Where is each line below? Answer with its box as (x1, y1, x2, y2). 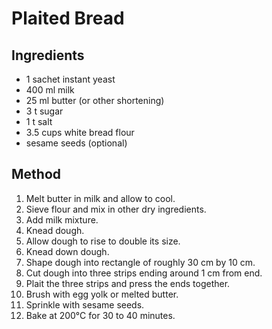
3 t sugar (25, 105, 64, 117)
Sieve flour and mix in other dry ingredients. (25, 203, 207, 215)
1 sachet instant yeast (25, 73, 116, 85)
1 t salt (25, 116, 53, 127)
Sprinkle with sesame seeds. (25, 298, 145, 311)
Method (11, 166, 62, 183)
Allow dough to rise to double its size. (25, 235, 181, 247)
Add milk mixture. (25, 213, 99, 226)
